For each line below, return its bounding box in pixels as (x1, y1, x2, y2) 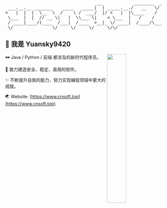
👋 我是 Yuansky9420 (5, 40, 71, 48)
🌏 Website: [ (5, 93, 32, 99)
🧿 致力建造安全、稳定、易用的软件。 (5, 66, 80, 72)
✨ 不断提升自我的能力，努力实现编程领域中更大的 (5, 77, 106, 83)
